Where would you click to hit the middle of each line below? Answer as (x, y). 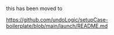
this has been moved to (34, 8)
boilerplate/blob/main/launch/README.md (57, 26)
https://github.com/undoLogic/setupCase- (57, 20)
